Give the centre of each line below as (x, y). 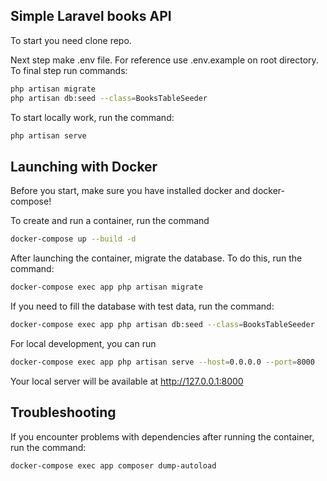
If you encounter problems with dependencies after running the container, (162, 436)
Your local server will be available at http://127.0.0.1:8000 (127, 381)
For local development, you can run (83, 343)
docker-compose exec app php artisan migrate (106, 287)
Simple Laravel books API (91, 16)
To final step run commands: (69, 70)
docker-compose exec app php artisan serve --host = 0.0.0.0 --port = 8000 (162, 362)
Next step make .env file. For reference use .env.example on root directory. (164, 60)
